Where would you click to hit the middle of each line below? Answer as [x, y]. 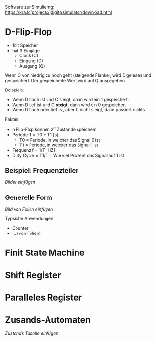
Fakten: [13, 119]
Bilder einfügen [20, 182]
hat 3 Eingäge [26, 50]
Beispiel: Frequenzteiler [42, 170]
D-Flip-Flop [29, 32]
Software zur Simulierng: [30, 7]
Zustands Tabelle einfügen [32, 333]
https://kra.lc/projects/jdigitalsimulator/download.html [59, 12]
